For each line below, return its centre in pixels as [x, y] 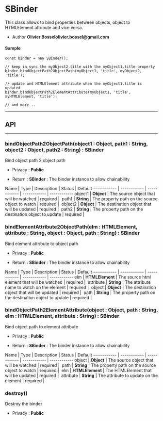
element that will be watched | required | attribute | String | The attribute [78, 282]
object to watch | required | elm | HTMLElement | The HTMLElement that [78, 370]
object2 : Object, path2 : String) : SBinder [55, 150]
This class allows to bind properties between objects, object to [68, 22]
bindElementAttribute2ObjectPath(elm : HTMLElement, [71, 227]
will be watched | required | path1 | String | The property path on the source [81, 199]
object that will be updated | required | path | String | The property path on [80, 292]
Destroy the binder [24, 404]
